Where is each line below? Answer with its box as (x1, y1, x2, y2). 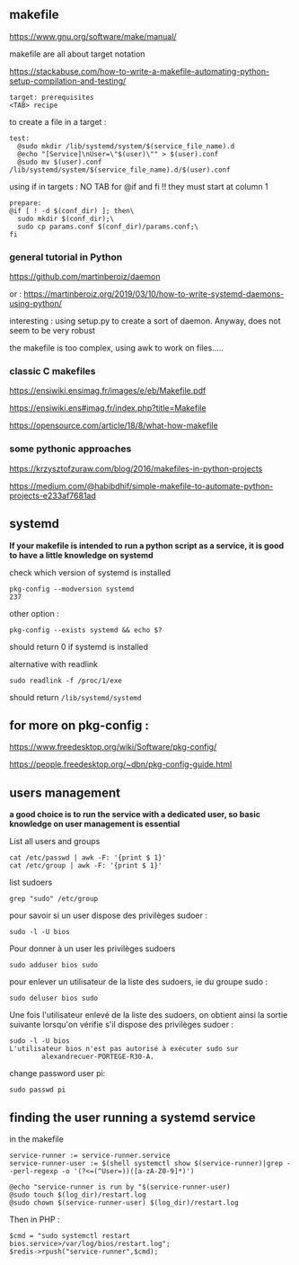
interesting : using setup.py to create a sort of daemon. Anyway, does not (9, 316, 281, 326)
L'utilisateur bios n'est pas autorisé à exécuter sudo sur (9, 1045, 240, 1054)
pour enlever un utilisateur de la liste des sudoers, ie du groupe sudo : (9, 976, 268, 987)
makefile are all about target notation (9, 49, 145, 59)
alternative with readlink (9, 658, 99, 669)
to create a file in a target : (9, 116, 107, 127)
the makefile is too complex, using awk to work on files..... (9, 343, 224, 353)
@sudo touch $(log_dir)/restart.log (9, 1190, 146, 1199)
